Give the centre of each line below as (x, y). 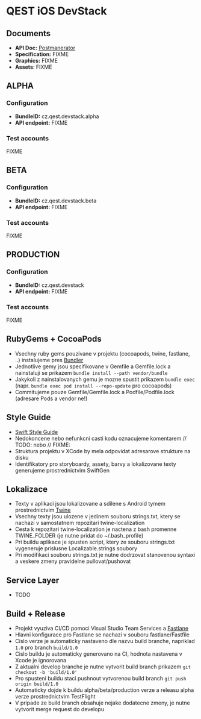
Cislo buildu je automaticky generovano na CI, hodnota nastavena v (98, 654)
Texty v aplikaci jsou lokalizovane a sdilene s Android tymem (90, 504)
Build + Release (36, 614)
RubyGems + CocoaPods (54, 339)
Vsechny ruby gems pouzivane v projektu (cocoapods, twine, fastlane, (102, 353)
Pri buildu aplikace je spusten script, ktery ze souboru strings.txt (95, 542)
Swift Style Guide (36, 432)
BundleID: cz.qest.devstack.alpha (57, 116)
